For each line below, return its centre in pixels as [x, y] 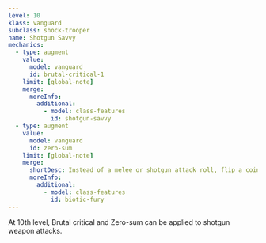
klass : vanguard [35, 23]
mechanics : [26, 45]
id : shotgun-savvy [81, 119]
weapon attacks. [35, 230]
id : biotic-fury [77, 199]
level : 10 [25, 15]
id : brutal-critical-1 [66, 74]
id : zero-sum [51, 148]
